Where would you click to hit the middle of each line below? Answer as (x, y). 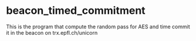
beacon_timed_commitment (76, 11)
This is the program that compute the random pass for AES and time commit (98, 27)
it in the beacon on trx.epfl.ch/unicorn (52, 32)
